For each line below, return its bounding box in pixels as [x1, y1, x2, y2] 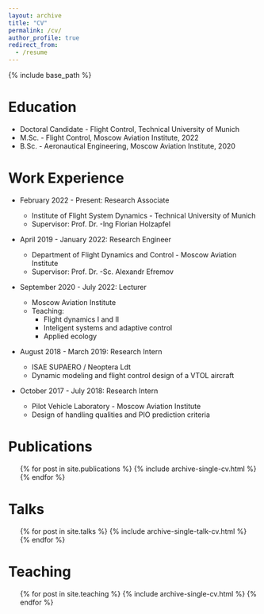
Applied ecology [43, 331, 98, 341]
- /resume [15, 48, 48, 56]
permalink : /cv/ [8, 26, 62, 34]
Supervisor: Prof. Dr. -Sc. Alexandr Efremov [31, 267, 174, 276]
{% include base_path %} [8, 71, 92, 79]
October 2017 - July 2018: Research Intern [19, 386, 159, 396]
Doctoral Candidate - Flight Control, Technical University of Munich [19, 124, 240, 133]
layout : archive [8, 11, 62, 20]
